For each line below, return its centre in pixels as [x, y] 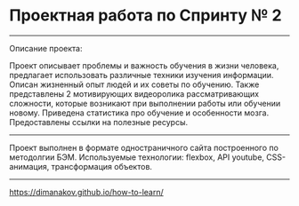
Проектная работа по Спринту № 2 [145, 16]
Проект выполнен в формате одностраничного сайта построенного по [144, 147]
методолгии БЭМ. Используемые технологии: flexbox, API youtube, [137, 157]
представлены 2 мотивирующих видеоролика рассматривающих [134, 93]
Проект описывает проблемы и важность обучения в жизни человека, [144, 65]
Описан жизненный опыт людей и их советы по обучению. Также [134, 84]
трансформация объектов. [102, 166]
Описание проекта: [46, 48]
